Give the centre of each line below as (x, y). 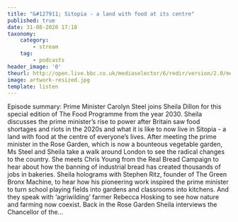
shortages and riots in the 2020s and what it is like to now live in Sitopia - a (117, 129)
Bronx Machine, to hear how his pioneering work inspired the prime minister (118, 182)
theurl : (19, 73)
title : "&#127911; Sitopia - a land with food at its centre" (101, 14)
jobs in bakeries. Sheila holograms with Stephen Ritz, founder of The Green (117, 174)
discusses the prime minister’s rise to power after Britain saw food (104, 122)
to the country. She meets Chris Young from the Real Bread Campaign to (113, 160)
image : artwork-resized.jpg (49, 80)
